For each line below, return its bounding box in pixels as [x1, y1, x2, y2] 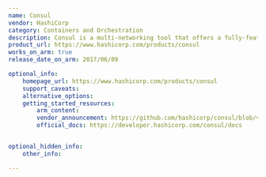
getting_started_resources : [22, 100, 115, 107]
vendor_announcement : [36, 114, 108, 122]
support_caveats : [22, 85, 80, 92]
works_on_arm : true [8, 48, 73, 56]
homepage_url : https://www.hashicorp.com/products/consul [22, 77, 218, 85]
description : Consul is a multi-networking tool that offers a [8, 33, 222, 42]
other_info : [22, 149, 62, 158]
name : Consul [8, 11, 51, 20]
